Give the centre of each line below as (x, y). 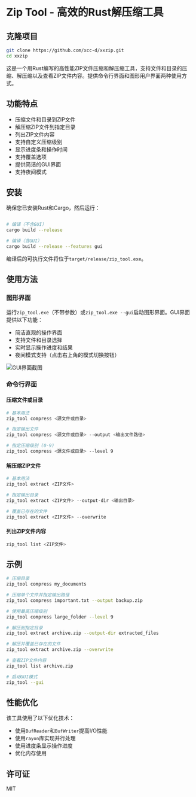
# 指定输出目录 (22, 495)
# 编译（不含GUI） (26, 225)
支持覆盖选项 (30, 157)
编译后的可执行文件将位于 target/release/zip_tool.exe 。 (76, 259)
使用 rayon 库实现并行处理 (45, 738)
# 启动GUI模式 (22, 677)
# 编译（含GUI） (24, 241)
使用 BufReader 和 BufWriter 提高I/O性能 (61, 731)
